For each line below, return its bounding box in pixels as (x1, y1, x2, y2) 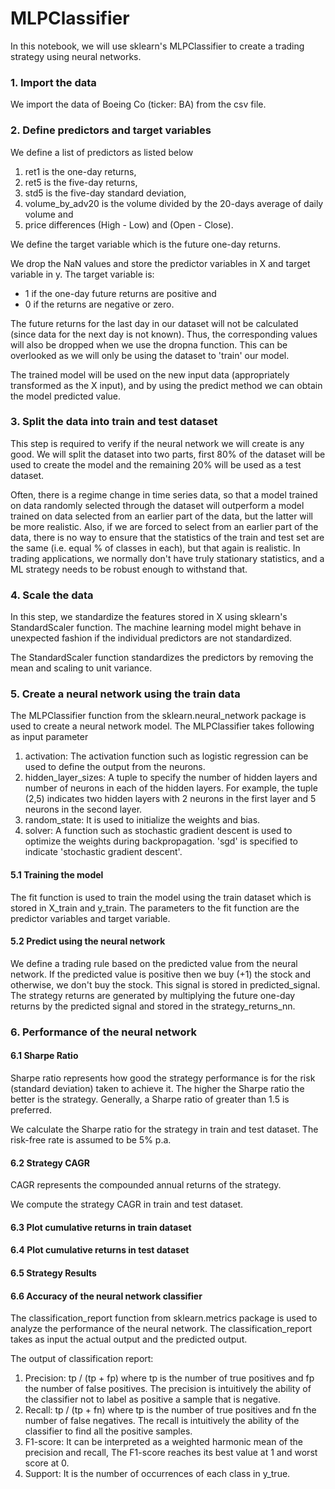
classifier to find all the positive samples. (24, 1425, 193, 1437)
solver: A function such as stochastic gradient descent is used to (24, 825, 293, 837)
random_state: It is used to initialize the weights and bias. (24, 814, 261, 826)
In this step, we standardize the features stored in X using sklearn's (10, 611, 288, 623)
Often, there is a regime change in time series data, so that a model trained (10, 488, 318, 501)
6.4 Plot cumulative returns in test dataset (10, 1244, 190, 1256)
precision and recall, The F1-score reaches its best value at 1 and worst (24, 1447, 318, 1459)
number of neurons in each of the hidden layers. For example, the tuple (24, 782, 318, 794)
